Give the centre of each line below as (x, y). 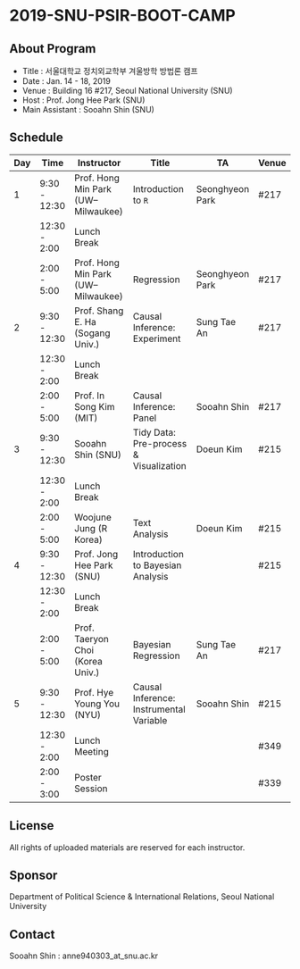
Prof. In (90, 396)
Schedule (37, 138)
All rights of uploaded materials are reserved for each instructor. (127, 847)
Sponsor (33, 876)
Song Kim (95, 406)
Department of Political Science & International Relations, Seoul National (142, 897)
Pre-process (160, 443)
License (32, 826)
